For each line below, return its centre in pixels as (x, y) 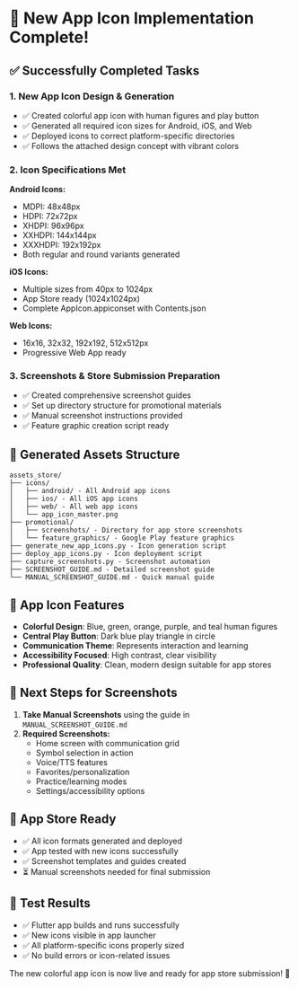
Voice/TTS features (71, 762)
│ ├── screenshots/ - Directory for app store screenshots (126, 530)
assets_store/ (36, 475)
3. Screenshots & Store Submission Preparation (115, 376)
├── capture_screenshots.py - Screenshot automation (110, 562)
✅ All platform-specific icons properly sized (103, 945)
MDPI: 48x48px (51, 207)
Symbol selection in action (84, 753)
